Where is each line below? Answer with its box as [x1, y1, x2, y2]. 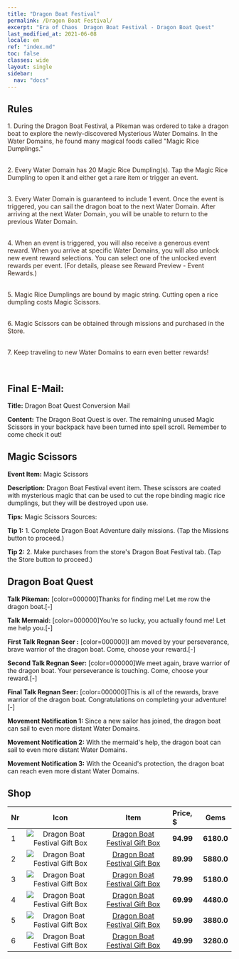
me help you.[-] [7, 623, 53, 632]
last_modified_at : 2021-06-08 [7, 30, 97, 38]
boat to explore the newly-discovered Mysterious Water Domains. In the [7, 129, 218, 138]
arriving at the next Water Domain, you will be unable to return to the [7, 210, 208, 218]
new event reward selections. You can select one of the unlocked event [7, 254, 217, 263]
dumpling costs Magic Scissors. [7, 298, 101, 307]
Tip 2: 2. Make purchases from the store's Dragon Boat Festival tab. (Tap [7, 547, 221, 556]
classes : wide [7, 57, 50, 64]
